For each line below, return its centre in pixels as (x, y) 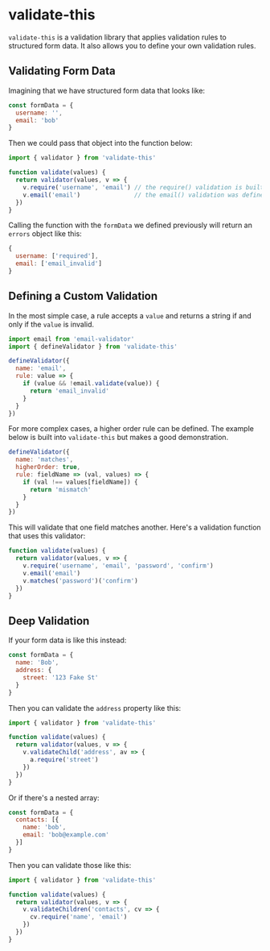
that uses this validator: (47, 536)
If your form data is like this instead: (67, 640)
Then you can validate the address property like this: (95, 708)
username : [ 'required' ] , (57, 256)
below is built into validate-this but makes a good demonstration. (119, 438)
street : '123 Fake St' (61, 677)
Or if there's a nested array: (54, 797)
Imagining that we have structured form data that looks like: (107, 90)
